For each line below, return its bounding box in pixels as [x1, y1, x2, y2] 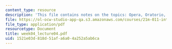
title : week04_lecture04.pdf [5, 31, 68, 36]
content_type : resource [5, 7, 56, 13]
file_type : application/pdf [5, 21, 66, 27]
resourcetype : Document [5, 27, 56, 32]
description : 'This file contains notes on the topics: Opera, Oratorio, [5, 12, 166, 17]
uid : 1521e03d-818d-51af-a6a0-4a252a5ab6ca [5, 36, 100, 41]
